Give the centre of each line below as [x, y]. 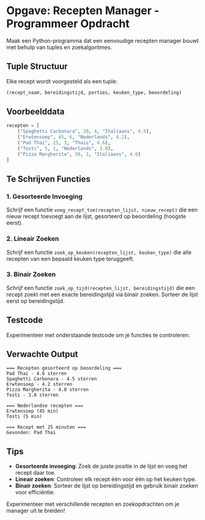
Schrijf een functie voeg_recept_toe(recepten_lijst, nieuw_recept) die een [102, 210]
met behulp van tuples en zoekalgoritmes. [59, 47]
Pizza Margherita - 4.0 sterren [47, 390]
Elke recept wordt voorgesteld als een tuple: [62, 81]
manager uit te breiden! [36, 511]
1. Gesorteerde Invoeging [44, 196]
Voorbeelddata [35, 112]
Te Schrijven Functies [48, 179]
